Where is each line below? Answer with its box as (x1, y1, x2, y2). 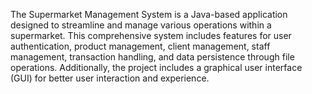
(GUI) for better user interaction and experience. (10, 72, 210, 84)
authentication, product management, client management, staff (10, 40, 271, 52)
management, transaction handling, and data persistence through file (10, 51, 295, 63)
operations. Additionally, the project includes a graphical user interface (10, 62, 303, 73)
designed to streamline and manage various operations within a (10, 19, 272, 31)
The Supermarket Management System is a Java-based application (10, 9, 288, 20)
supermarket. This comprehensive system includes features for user (10, 30, 292, 41)
